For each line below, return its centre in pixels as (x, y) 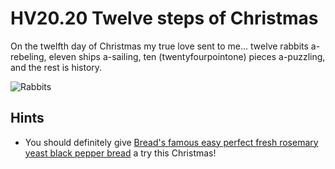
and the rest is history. (56, 67)
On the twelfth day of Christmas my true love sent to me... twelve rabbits (159, 46)
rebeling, (28, 56)
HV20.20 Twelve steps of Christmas (164, 18)
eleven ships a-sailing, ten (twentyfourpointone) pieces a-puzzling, (187, 56)
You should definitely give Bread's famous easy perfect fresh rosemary (171, 142)
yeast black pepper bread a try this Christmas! (120, 153)
